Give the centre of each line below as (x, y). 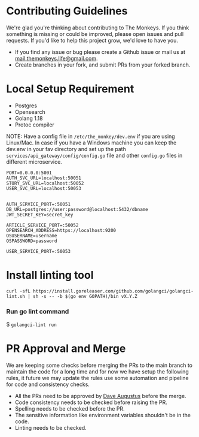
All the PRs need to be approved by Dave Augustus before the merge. (100, 396)
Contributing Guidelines (67, 11)
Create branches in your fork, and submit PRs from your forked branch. (102, 65)
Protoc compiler (35, 125)
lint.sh (16, 296)
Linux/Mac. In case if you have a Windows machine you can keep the (91, 143)
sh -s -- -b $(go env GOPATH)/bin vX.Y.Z (85, 296)
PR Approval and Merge (66, 349)
